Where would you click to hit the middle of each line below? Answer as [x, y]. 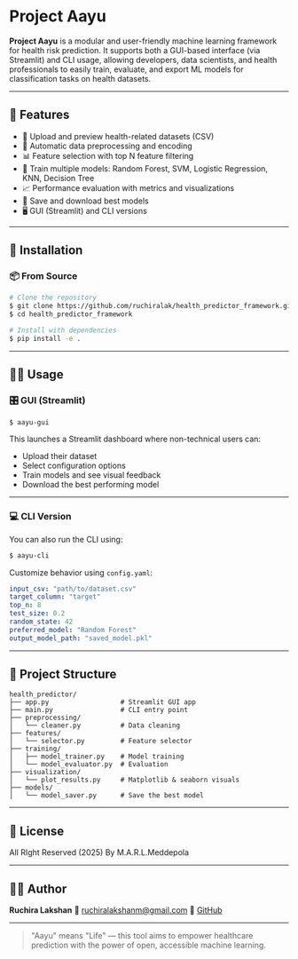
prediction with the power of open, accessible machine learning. [148, 945]
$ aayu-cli [29, 555]
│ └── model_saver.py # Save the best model [106, 796]
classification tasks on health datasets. [80, 78]
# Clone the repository [53, 298]
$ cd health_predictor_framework [71, 314]
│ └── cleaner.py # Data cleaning [94, 725]
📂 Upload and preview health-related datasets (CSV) [118, 136]
